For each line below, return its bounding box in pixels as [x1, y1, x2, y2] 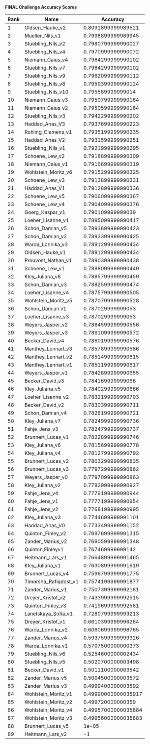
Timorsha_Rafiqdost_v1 [24, 578, 79, 585]
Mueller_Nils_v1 [24, 32, 61, 39]
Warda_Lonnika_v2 [24, 626, 68, 633]
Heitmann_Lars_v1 [24, 554, 67, 561]
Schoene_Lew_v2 [24, 153, 65, 160]
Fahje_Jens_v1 [24, 498, 59, 504]
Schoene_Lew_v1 [24, 265, 65, 272]
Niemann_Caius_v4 [24, 56, 68, 63]
